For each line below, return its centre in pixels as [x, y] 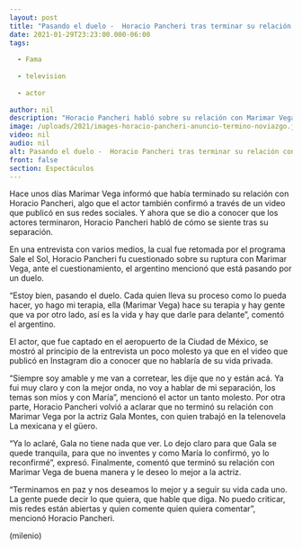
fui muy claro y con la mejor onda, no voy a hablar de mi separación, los [142, 388]
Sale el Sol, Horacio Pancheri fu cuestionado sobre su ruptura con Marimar [148, 259]
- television [42, 76]
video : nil [30, 135]
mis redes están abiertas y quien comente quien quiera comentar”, [133, 508]
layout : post [34, 18]
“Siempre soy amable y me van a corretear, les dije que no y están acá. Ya [147, 378]
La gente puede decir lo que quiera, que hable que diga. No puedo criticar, [147, 499]
